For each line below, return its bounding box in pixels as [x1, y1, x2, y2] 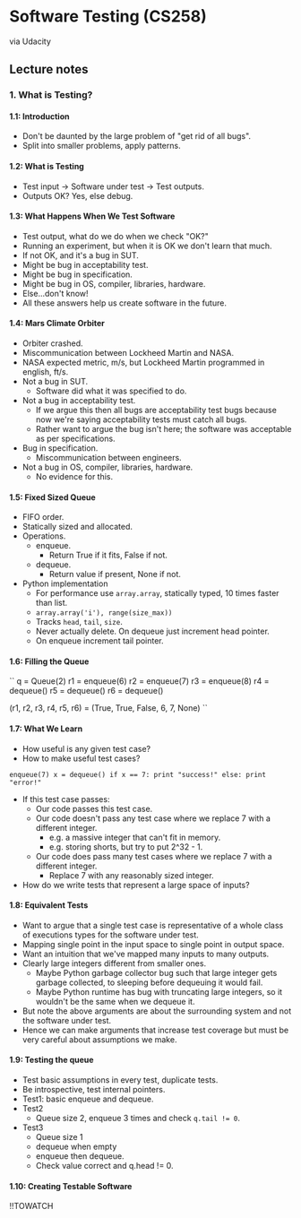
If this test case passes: [21, 793, 110, 804]
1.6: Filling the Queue [9, 656, 90, 667]
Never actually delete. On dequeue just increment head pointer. [35, 626, 271, 637]
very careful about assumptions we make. [21, 1033, 177, 1045]
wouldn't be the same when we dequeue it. [35, 996, 195, 1006]
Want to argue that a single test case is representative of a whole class [21, 920, 284, 930]
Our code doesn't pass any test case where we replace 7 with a [35, 813, 271, 824]
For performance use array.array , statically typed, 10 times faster [35, 588, 279, 599]
